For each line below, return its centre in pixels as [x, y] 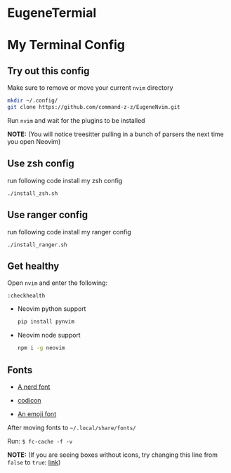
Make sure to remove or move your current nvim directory [90, 88]
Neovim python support [52, 309]
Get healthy [33, 266]
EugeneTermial [52, 13]
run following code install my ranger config [69, 232]
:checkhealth [26, 296]
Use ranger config [48, 215]
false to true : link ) [34, 462]
